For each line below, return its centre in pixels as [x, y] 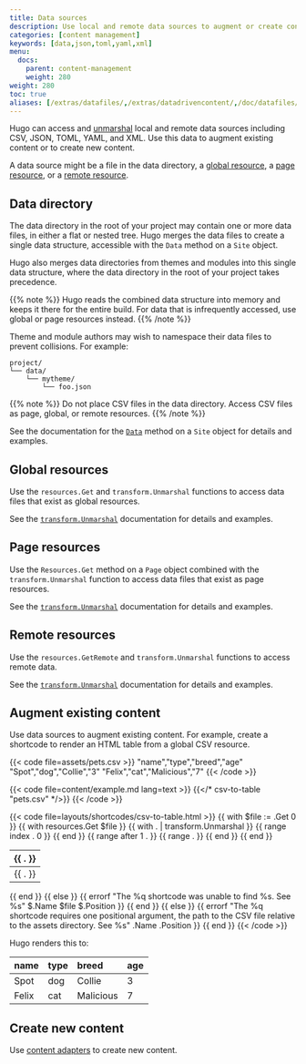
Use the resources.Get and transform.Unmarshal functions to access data [147, 491]
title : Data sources [49, 18]
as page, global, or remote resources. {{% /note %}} [108, 414]
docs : [28, 60]
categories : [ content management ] [75, 35]
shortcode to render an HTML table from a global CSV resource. [130, 744]
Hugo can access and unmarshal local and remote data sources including [147, 128]
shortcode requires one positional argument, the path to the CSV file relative [153, 916]
